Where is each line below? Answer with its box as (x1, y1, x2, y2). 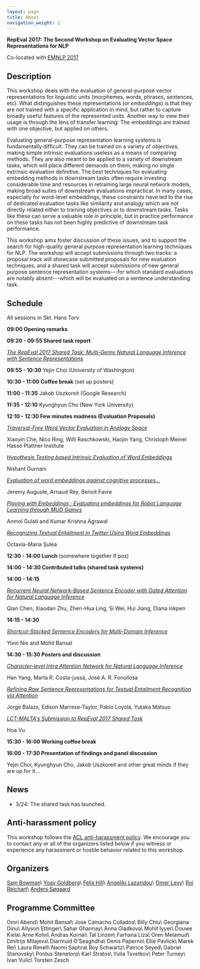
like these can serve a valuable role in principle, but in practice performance (7, 213, 193, 220)
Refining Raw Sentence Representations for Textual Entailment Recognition (7, 686, 191, 693)
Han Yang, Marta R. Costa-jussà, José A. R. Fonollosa (7, 674, 139, 681)
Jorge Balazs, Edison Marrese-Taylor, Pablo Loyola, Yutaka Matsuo (7, 703, 171, 711)
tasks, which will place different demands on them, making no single (7, 162, 174, 169)
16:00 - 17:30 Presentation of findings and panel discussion (7, 750, 158, 756)
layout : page (7, 8, 39, 15)
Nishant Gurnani (7, 465, 47, 472)
